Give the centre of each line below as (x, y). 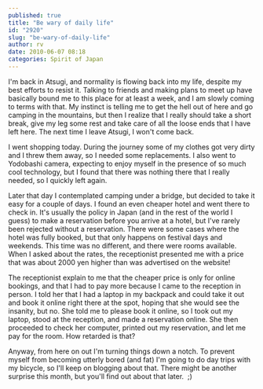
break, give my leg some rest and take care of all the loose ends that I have (130, 123)
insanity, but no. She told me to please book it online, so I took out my (121, 310)
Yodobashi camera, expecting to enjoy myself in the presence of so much (127, 163)
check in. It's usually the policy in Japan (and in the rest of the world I (121, 212)
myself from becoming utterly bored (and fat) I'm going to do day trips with (130, 359)
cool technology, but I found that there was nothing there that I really (119, 172)
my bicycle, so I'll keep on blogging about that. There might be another (122, 368)
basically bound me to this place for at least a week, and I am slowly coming (131, 98)
